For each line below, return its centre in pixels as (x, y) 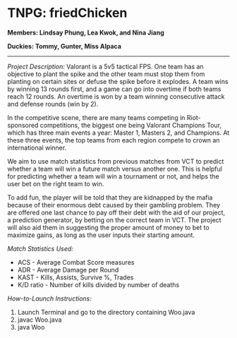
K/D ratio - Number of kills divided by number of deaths (98, 284)
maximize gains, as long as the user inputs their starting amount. (101, 235)
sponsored (23, 125)
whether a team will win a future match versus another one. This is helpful (115, 169)
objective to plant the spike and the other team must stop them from (106, 74)
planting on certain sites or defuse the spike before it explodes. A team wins (118, 81)
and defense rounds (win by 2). (53, 104)
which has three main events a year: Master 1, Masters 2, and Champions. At (119, 133)
